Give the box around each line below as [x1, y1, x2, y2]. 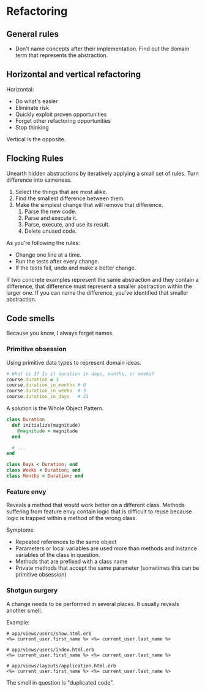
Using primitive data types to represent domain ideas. [6, 359, 142, 366]
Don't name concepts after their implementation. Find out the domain [15, 45, 190, 52]
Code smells [6, 313, 55, 324]
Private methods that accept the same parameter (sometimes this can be [15, 564, 199, 572]
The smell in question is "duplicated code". [6, 678, 114, 686]
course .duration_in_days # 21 [6, 394, 89, 400]
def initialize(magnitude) [12, 422, 81, 428]
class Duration [6, 416, 45, 423]
